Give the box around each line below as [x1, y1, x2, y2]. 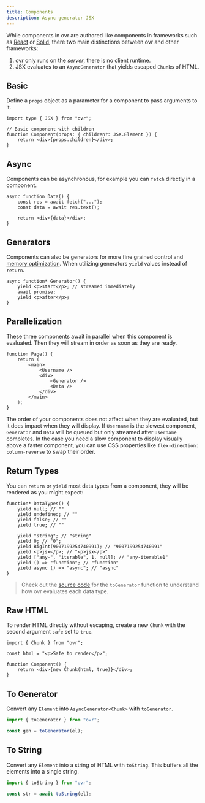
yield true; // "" [17, 522, 64, 528]
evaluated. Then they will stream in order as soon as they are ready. [6, 339, 177, 347]
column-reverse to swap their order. [6, 448, 96, 455]
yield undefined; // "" [17, 511, 78, 517]
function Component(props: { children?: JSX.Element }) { [6, 131, 157, 138]
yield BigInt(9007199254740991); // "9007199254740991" [17, 544, 163, 550]
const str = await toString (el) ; [6, 791, 92, 797]
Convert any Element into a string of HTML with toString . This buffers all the [6, 761, 199, 769]
